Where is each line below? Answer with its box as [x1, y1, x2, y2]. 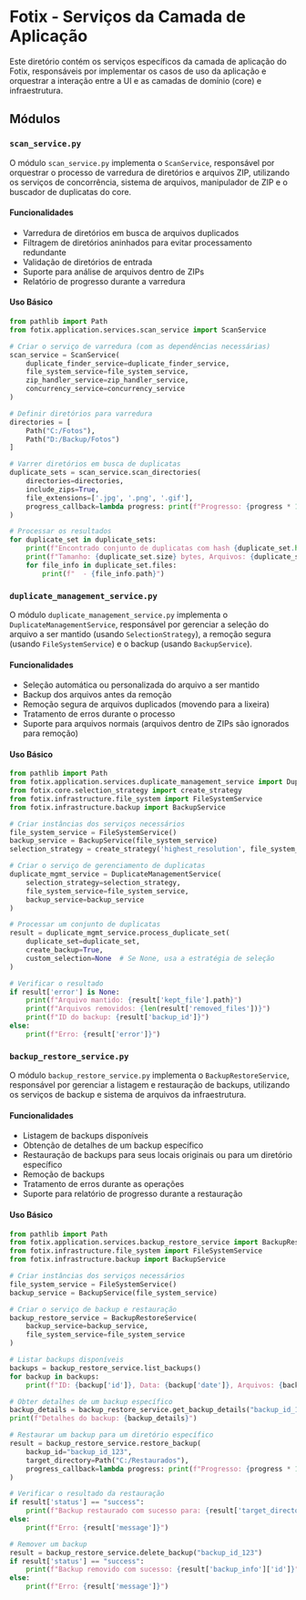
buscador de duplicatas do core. [9, 186, 132, 197]
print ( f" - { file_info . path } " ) [42, 569, 166, 578]
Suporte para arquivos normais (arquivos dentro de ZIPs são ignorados [22, 718, 290, 729]
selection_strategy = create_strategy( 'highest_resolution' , [9, 845, 247, 854]
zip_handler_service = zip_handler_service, [25, 376, 189, 385]
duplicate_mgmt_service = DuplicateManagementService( [9, 870, 222, 879]
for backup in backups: [9, 1372, 100, 1381]
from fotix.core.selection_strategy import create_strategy [9, 786, 243, 795]
